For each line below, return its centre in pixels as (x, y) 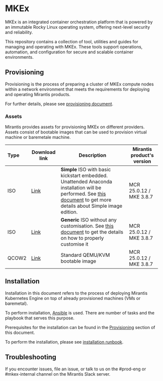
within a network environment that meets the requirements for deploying (77, 89)
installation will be (81, 188)
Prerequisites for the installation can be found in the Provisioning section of (80, 327)
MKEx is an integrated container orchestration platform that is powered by (79, 22)
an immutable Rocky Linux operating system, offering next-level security (78, 27)
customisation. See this (87, 226)
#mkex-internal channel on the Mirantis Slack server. (58, 374)
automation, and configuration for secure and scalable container (69, 52)
